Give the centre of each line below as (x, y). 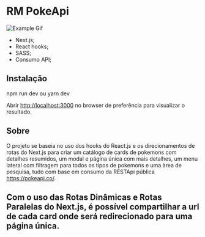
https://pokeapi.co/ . (31, 178)
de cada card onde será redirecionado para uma (99, 216)
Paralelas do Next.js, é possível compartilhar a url (103, 207)
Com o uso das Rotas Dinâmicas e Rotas (84, 197)
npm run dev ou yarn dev (38, 93)
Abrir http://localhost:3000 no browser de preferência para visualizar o (96, 105)
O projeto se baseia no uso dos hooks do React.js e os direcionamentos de (101, 145)
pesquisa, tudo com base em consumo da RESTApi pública (80, 172)
